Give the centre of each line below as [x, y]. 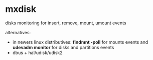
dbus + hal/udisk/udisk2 [37, 53]
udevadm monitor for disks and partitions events [63, 47]
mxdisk [21, 9]
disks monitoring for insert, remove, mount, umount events [66, 23]
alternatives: [18, 32]
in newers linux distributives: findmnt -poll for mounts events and [80, 42]
